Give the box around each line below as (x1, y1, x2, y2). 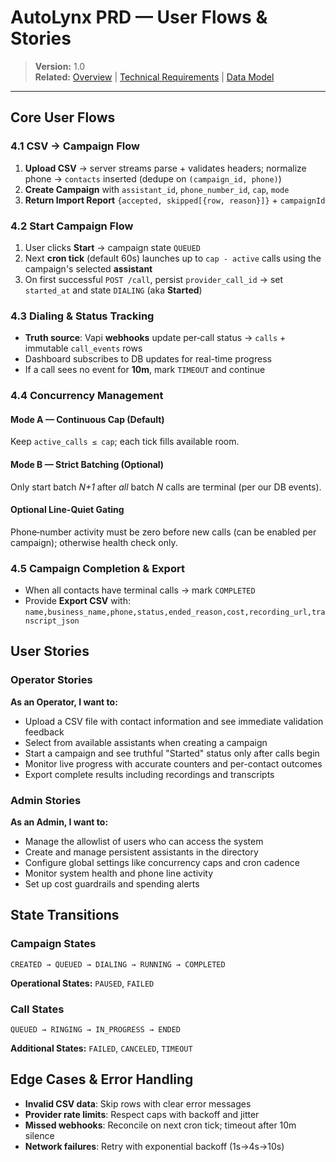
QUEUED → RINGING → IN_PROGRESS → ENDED (10, 1025, 182, 1035)
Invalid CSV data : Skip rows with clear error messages (24, 1097, 252, 1110)
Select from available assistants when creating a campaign (24, 736, 268, 748)
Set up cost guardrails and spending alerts (24, 878, 200, 890)
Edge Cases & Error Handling (10, 1071, 194, 1088)
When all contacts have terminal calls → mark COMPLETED (24, 584, 256, 596)
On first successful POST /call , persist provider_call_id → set (24, 273, 284, 285)
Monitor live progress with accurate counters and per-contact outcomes (24, 757, 323, 770)
